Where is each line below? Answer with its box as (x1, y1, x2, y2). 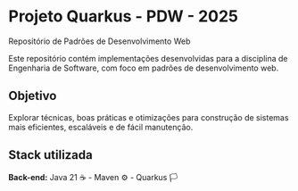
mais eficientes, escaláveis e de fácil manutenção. (8, 121, 194, 132)
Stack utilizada (8, 147, 93, 162)
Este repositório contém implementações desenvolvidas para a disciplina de (8, 53, 288, 63)
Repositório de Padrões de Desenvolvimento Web (8, 36, 191, 46)
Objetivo (8, 88, 57, 104)
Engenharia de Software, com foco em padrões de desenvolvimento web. (8, 62, 279, 73)
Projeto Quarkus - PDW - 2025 (8, 6, 238, 27)
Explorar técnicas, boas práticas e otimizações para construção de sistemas (8, 112, 289, 122)
